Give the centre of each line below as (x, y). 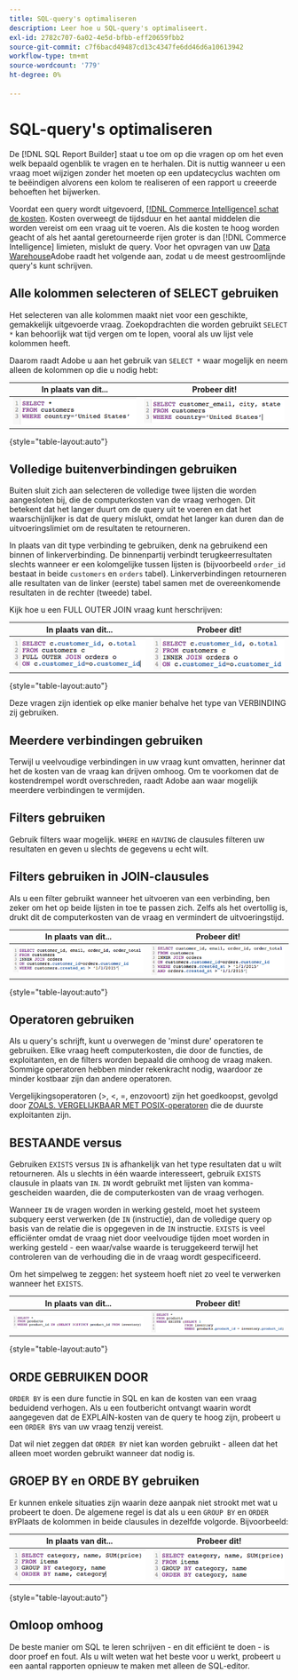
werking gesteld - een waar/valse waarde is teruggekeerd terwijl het (134, 1248)
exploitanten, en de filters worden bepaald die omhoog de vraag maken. (141, 1060)
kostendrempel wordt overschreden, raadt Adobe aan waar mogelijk (134, 781)
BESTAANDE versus (66, 1142)
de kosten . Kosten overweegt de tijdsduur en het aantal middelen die (135, 218)
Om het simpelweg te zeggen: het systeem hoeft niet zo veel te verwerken (145, 1274)
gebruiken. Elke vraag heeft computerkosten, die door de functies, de (136, 1050)
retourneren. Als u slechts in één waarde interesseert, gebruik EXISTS (135, 1174)
